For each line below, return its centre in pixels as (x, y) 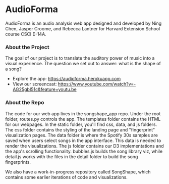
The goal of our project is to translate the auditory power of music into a (80, 58)
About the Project (27, 47)
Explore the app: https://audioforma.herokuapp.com (67, 79)
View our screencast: (35, 84)
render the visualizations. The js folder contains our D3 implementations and (84, 146)
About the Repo (25, 103)
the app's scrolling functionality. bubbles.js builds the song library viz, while (84, 151)
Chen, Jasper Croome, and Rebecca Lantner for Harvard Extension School (83, 28)
